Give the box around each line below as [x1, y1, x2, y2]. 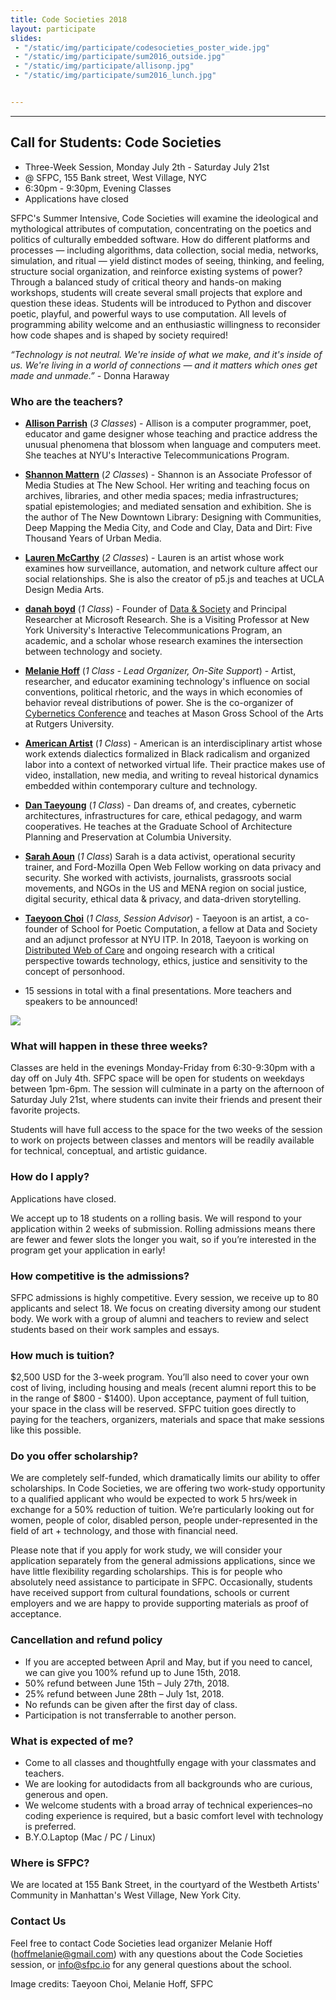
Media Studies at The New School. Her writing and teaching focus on [24, 479, 310, 491]
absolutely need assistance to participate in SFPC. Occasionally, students [10, 1576, 313, 1588]
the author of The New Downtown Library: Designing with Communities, [24, 511, 322, 523]
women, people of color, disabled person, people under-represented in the [10, 1514, 318, 1526]
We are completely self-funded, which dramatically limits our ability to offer [10, 1472, 321, 1484]
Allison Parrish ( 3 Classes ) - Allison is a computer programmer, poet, [24, 417, 312, 429]
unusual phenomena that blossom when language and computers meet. [24, 438, 322, 450]
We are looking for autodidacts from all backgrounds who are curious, [24, 1778, 313, 1790]
